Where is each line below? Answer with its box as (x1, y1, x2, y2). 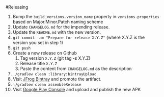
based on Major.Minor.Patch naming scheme (12, 19, 104, 24)
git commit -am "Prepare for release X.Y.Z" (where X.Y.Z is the (12, 34, 145, 40)
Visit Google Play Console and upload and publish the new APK (12, 87, 141, 92)
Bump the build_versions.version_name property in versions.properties (12, 14, 160, 19)
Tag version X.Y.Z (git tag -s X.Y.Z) (20, 55, 91, 61)
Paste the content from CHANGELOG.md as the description (20, 66, 132, 72)
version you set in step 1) (12, 40, 63, 46)
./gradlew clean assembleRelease (12, 82, 82, 87)
